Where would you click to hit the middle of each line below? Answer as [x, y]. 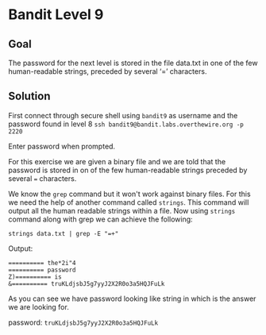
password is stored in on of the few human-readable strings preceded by [128, 170]
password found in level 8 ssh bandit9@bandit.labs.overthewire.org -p [126, 124]
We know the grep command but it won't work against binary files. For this [130, 194]
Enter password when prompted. [62, 146]
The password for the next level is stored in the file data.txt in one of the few [133, 63]
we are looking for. [39, 306]
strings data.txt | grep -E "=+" [64, 233]
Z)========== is [35, 277]
